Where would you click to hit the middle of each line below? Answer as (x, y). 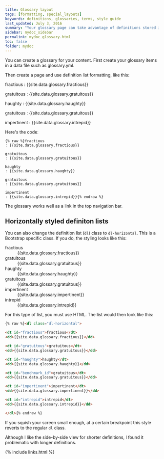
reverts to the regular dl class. (35, 428)
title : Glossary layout (29, 10)
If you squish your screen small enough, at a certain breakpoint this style (78, 422)
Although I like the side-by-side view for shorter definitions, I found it (74, 437)
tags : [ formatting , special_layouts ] (43, 14)
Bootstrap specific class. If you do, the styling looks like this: (66, 238)
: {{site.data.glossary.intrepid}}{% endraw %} (54, 197)
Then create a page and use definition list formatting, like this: (67, 75)
